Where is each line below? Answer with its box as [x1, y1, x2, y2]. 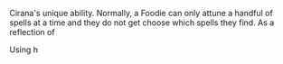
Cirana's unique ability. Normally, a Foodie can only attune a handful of [9, 8, 273, 18]
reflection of [9, 27, 56, 37]
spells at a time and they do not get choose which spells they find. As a [9, 17, 275, 28]
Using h [9, 44, 39, 55]
